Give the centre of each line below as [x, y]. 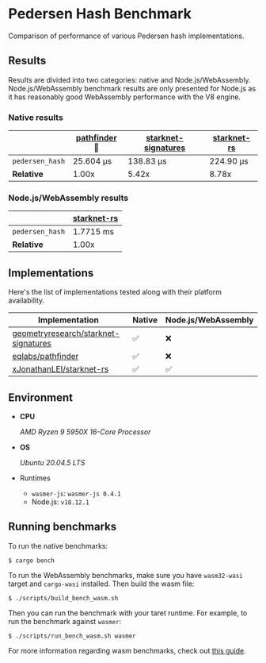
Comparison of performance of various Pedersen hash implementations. [126, 36]
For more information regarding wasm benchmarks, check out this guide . [127, 650]
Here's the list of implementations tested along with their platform [115, 292]
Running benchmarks [63, 527]
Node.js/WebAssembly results [68, 198]
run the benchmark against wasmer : [65, 621]
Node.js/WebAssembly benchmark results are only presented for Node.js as [132, 88]
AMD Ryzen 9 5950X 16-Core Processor [85, 432]
